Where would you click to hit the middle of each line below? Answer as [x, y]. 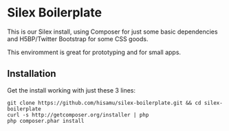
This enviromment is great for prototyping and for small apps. [94, 52]
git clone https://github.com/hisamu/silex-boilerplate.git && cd [104, 103]
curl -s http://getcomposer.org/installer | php [78, 115]
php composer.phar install [46, 121]
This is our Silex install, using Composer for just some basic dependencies [112, 32]
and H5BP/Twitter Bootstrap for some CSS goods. [78, 38]
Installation [32, 74]
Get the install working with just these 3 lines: [72, 90]
